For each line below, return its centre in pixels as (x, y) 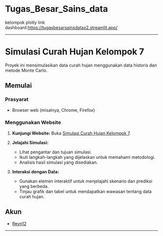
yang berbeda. (34, 186)
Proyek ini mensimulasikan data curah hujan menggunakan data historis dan (81, 65)
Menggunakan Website (33, 122)
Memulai (18, 86)
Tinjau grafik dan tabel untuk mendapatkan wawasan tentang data (85, 191)
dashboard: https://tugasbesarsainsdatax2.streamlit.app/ (61, 27)
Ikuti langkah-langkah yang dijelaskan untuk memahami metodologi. (87, 157)
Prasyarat (17, 100)
